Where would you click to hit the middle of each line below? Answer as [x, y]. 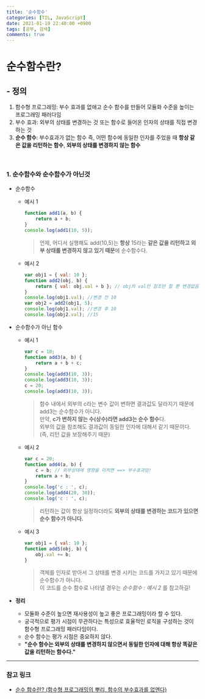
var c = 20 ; [39, 458]
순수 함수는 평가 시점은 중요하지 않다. [68, 637]
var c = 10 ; [39, 352]
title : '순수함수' [27, 12]
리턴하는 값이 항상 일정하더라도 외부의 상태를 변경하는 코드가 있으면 [119, 511]
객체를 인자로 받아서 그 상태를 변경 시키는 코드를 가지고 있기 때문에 [118, 573]
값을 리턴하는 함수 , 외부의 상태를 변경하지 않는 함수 [81, 145]
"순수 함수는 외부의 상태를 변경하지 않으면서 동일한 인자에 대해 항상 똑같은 [111, 644]
